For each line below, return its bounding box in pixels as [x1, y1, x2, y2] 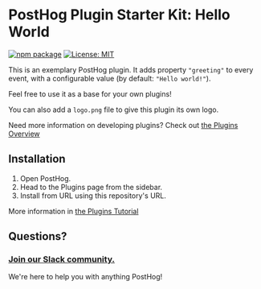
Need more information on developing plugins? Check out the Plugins [8, 120, 239, 130]
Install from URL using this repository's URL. [19, 191, 167, 200]
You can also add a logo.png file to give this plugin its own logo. [8, 105, 219, 114]
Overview [8, 129, 40, 138]
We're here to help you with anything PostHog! [8, 272, 163, 282]
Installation [8, 152, 66, 166]
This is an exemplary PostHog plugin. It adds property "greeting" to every [8, 64, 254, 74]
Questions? [8, 229, 67, 243]
